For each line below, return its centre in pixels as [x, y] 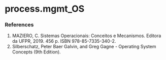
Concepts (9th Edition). [37, 52]
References [19, 25]
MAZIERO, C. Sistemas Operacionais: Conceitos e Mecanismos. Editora [87, 36]
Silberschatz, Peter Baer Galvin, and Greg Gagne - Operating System [84, 47]
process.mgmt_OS [45, 9]
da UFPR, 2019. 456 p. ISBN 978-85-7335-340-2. [64, 41]
